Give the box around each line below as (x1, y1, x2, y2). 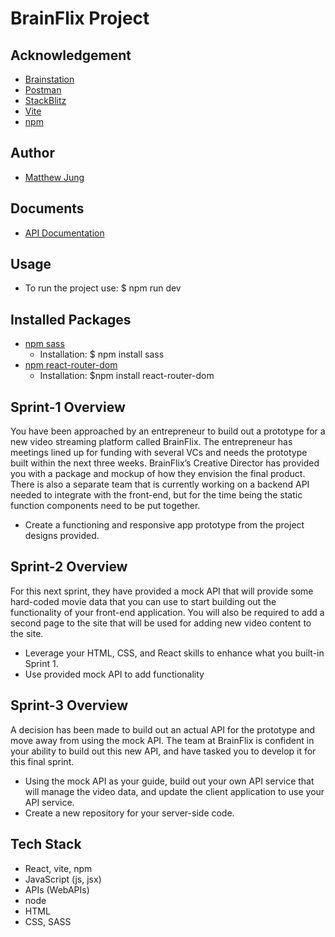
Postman (24, 84, 62, 96)
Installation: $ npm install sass (39, 348, 165, 361)
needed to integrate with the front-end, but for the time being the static (10, 489, 303, 501)
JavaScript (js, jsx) (24, 873, 102, 885)
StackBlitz (24, 95, 67, 106)
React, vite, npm (24, 862, 93, 874)
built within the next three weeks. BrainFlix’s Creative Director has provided (10, 457, 320, 469)
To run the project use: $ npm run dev (24, 282, 182, 294)
